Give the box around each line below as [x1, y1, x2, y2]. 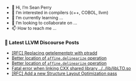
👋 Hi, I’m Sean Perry [11, 5, 52, 10]
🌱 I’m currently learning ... [11, 15, 63, 20]
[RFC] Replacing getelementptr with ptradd [11, 50, 98, 56]
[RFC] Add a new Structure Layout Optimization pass [11, 70, 117, 77]
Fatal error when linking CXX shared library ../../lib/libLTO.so [11, 66, 131, 71]
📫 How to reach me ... [11, 26, 57, 31]
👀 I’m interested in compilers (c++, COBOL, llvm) [11, 10, 108, 15]
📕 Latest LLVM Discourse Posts [4, 39, 79, 46]
